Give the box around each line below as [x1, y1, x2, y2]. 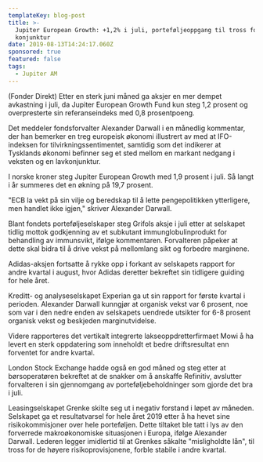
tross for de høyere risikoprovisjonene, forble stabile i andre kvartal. [8, 445, 227, 454]
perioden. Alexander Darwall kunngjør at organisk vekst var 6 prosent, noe [8, 299, 248, 308]
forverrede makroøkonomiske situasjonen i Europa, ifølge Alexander [8, 428, 227, 438]
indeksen [8, 140, 38, 149]
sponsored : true [8, 48, 61, 56]
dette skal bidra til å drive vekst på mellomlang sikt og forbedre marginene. [8, 244, 250, 253]
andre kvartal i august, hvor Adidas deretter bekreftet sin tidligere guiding [8, 267, 245, 277]
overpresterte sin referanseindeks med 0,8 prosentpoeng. [8, 107, 195, 118]
